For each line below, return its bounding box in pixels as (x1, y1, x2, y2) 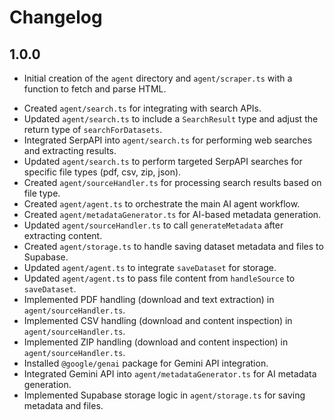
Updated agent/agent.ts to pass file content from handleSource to (23, 272, 296, 284)
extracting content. (23, 230, 103, 241)
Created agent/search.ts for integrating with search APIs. (23, 102, 262, 114)
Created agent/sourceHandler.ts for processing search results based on (23, 177, 322, 188)
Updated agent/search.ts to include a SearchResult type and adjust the (23, 113, 319, 125)
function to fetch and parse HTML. (23, 83, 167, 95)
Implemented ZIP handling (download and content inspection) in (23, 336, 289, 348)
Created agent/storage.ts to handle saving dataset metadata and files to (23, 241, 324, 252)
